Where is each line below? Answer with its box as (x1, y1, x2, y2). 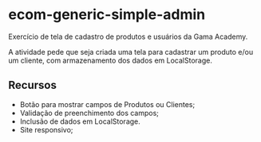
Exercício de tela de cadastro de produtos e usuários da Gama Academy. (8, 32, 248, 41)
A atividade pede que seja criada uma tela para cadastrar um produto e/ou (8, 47, 254, 56)
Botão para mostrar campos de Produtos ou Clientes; (19, 99, 196, 109)
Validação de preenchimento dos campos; (19, 108, 160, 117)
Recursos (8, 79, 57, 92)
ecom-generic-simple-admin (8, 6, 206, 24)
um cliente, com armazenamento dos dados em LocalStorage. (8, 56, 213, 65)
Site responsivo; (19, 125, 73, 134)
